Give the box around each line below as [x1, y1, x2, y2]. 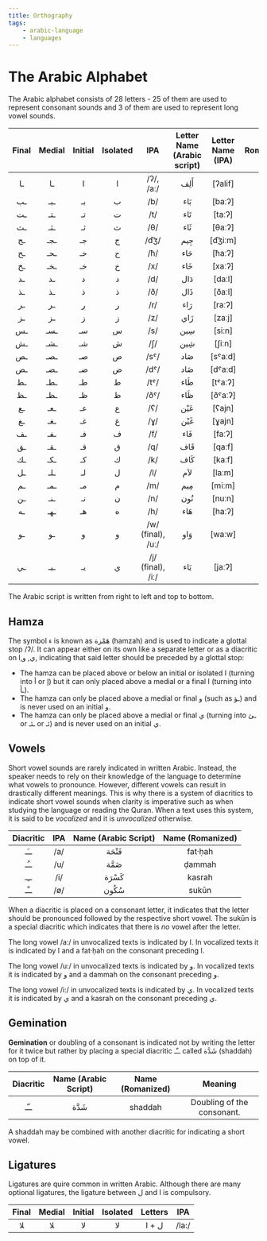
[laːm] [211, 467, 234, 478]
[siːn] [213, 325, 233, 336]
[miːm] [211, 480, 236, 491]
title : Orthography [8, 11, 73, 20]
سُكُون [103, 884, 126, 895]
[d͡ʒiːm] [209, 235, 237, 246]
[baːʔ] [211, 196, 234, 207]
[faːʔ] [213, 428, 234, 439]
